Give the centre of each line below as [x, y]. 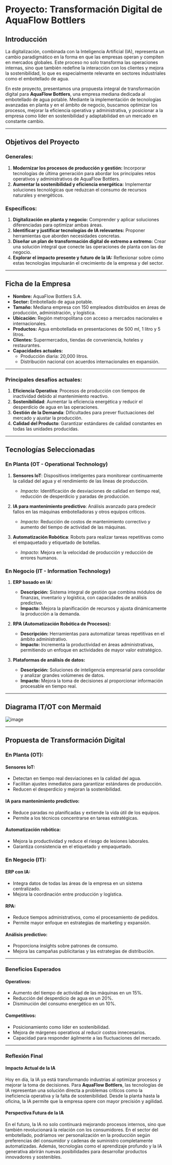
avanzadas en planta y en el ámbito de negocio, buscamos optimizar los [81, 105]
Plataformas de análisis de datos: [49, 660]
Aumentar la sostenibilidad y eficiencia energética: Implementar [82, 184]
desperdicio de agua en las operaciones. [56, 407]
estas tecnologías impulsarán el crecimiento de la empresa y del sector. [88, 263]
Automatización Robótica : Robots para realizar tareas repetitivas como [88, 537]
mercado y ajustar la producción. [48, 418]
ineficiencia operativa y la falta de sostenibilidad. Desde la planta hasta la [83, 1096]
